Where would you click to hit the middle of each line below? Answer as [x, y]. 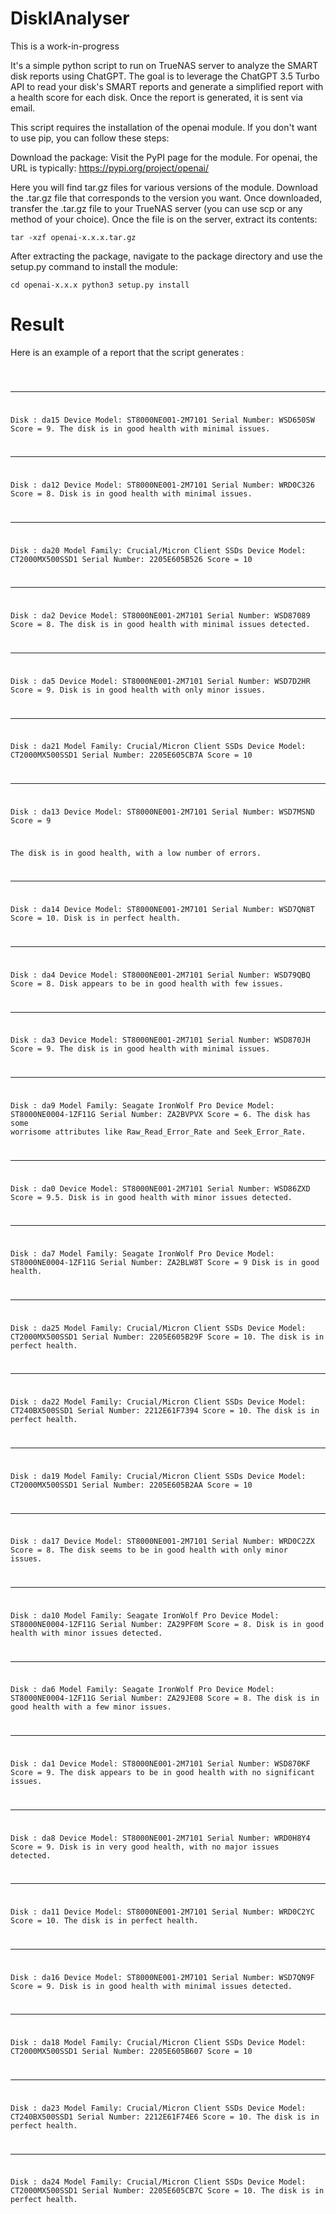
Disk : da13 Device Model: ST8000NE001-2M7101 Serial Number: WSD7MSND [162, 812]
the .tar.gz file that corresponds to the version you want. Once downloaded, [166, 198]
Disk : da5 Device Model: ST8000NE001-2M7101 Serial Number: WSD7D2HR [160, 681]
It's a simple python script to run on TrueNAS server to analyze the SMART [164, 65]
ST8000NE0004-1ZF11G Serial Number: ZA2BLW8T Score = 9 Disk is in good [165, 1263]
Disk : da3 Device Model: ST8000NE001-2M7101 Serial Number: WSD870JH [160, 1040]
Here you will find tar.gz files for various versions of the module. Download [164, 187]
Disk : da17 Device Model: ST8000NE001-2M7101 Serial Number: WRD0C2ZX [162, 1542]
